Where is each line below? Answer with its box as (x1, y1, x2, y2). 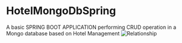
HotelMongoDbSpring (6, 4, 116, 18)
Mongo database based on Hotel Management (6, 29, 120, 37)
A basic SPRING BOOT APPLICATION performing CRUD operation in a (6, 24, 177, 31)
